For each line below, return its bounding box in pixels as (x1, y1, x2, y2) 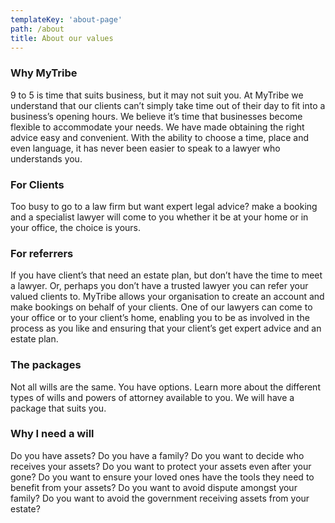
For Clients (10, 177, 65, 191)
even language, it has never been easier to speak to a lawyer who (10, 142, 281, 154)
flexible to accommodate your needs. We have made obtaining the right (10, 121, 305, 133)
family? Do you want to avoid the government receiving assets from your (10, 492, 310, 504)
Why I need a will (10, 427, 95, 441)
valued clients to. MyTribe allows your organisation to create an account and (10, 291, 325, 303)
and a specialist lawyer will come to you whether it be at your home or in (10, 211, 309, 223)
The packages (10, 358, 82, 372)
